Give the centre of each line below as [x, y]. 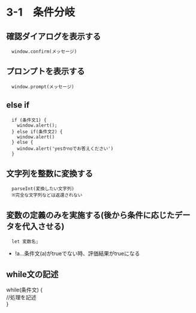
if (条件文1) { [29, 120]
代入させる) [43, 226]
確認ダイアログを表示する [53, 36]
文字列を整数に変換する [49, 174]
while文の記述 [32, 274]
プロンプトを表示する [46, 72]
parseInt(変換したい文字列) [43, 189]
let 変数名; [25, 242]
